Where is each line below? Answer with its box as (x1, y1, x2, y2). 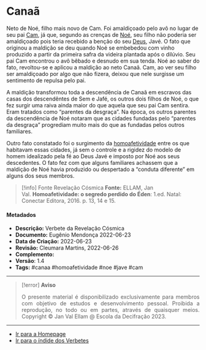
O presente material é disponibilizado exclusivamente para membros (21, 293, 200, 301)
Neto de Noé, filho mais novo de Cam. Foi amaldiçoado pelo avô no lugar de (6, 25, 199, 32)
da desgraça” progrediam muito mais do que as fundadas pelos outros (6, 121, 185, 128)
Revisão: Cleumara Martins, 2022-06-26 (15, 244, 119, 252)
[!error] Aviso (21, 281, 56, 289)
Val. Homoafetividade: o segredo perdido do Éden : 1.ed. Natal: (21, 190, 182, 197)
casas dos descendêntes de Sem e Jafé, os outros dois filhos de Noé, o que (6, 95, 199, 102)
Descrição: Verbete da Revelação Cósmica (15, 225, 124, 232)
